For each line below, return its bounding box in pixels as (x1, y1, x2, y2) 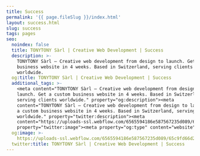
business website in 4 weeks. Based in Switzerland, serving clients (17, 63, 193, 70)
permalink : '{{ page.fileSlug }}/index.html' (6, 14, 121, 20)
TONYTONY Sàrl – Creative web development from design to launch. (17, 58, 185, 64)
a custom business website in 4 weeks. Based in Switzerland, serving (17, 108, 196, 114)
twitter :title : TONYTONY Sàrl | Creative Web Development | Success (11, 141, 185, 147)
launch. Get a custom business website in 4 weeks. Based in (17, 91, 171, 97)
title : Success (6, 8, 44, 15)
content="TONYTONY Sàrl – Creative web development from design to (17, 102, 187, 109)
